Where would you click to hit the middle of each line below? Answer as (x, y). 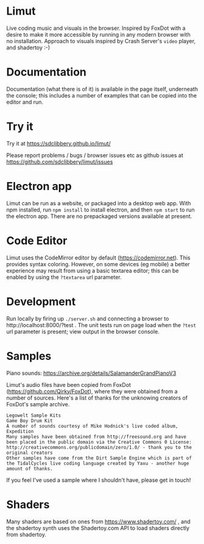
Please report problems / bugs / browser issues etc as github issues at (95, 155)
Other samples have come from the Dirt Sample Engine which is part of (99, 458)
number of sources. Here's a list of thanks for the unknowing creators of (97, 398)
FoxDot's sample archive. (38, 404)
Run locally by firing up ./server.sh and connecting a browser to (88, 319)
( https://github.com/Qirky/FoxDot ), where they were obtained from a (92, 391)
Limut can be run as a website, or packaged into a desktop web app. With (99, 203)
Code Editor (37, 240)
